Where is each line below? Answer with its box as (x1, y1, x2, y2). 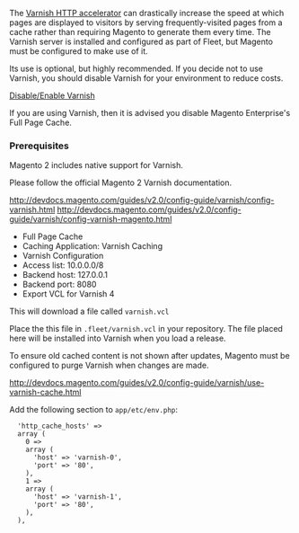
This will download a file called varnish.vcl (9, 306, 170, 317)
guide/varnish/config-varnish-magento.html (9, 214, 172, 225)
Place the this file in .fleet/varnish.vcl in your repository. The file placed (9, 324, 283, 334)
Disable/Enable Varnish (9, 90, 96, 101)
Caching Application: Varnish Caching (22, 241, 163, 252)
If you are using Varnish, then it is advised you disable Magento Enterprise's (9, 108, 291, 118)
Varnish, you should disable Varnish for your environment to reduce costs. (9, 73, 284, 84)
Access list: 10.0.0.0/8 (22, 260, 104, 271)
